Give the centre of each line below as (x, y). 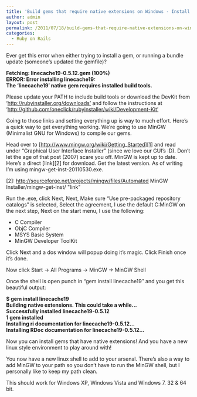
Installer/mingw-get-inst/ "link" (43, 187)
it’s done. (17, 258)
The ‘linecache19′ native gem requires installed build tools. (79, 85)
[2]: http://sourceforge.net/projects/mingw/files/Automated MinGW (87, 181)
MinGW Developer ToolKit (46, 241)
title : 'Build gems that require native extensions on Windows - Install (98, 11)
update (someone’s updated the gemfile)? (57, 62)
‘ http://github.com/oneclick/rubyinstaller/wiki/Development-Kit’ (82, 109)
